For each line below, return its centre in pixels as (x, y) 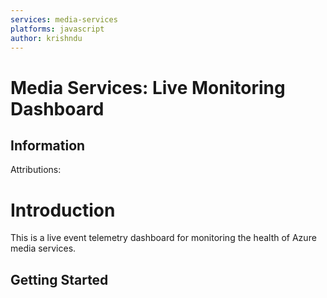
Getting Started (59, 279)
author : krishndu (46, 38)
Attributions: (36, 170)
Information (48, 145)
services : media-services (64, 19)
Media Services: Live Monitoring (148, 87)
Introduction (63, 210)
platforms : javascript (57, 29)
